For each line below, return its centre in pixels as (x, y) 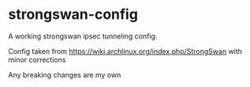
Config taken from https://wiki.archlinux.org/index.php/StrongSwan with (125, 51)
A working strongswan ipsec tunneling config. (83, 36)
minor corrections (37, 60)
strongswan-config (73, 14)
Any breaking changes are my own (65, 74)
